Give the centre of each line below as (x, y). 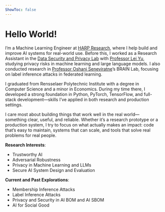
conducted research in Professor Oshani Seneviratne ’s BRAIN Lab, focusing (82, 69)
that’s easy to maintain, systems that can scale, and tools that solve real (78, 130)
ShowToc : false (21, 10)
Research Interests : (25, 145)
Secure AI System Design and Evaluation (53, 170)
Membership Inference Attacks (44, 189)
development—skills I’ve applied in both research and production (83, 99)
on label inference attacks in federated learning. (54, 74)
